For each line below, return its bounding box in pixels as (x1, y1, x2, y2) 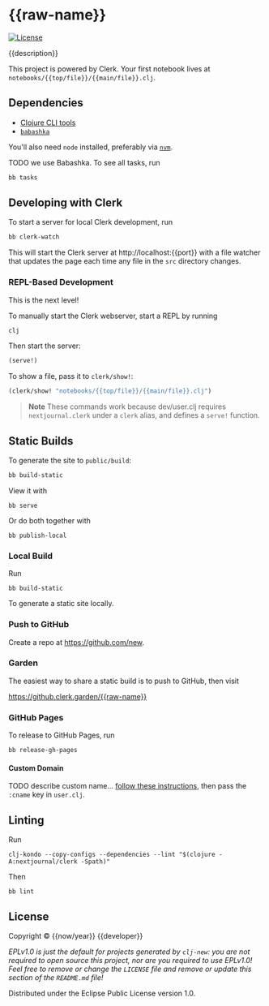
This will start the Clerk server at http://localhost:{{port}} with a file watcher (8, 247, 261, 257)
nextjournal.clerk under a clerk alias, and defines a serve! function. (28, 411, 261, 420)
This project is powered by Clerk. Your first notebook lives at (8, 63, 211, 74)
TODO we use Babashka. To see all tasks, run (8, 157, 160, 167)
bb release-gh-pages (8, 746, 79, 754)
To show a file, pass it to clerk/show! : (8, 372, 134, 381)
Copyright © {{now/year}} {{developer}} (8, 931, 143, 940)
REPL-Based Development (8, 277, 113, 288)
